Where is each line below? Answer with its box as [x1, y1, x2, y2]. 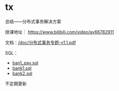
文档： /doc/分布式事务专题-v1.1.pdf [5, 39, 76, 45]
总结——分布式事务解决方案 [5, 18, 61, 24]
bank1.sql [12, 65, 32, 71]
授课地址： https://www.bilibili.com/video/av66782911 [5, 29, 114, 35]
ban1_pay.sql [12, 60, 38, 66]
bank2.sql [12, 70, 33, 76]
